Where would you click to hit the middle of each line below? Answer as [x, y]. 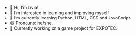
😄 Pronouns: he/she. [31, 23]
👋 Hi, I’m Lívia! [24, 8]
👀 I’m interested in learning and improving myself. [60, 13]
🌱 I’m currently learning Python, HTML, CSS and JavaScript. [70, 18]
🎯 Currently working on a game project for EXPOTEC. [64, 28]
